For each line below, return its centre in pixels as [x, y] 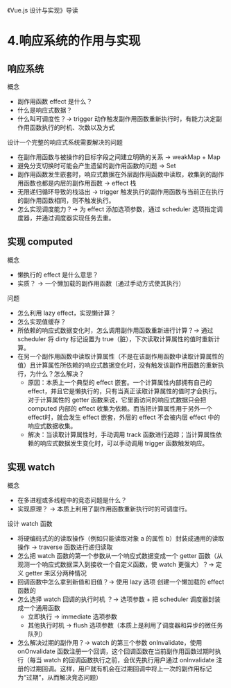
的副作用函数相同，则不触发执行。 [66, 200]
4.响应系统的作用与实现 [74, 41]
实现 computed [40, 242]
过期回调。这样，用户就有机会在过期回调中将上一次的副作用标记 [121, 669]
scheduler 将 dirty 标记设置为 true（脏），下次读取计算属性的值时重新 [115, 338]
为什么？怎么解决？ [57, 373]
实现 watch [31, 467]
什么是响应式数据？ [45, 110]
